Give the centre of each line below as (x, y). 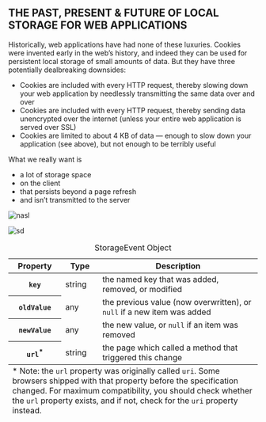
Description (178, 266)
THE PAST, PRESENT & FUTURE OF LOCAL (114, 13)
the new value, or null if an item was (171, 325)
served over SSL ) (48, 127)
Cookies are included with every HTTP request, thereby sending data (132, 110)
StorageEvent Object (133, 247)
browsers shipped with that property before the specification (125, 381)
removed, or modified (142, 289)
